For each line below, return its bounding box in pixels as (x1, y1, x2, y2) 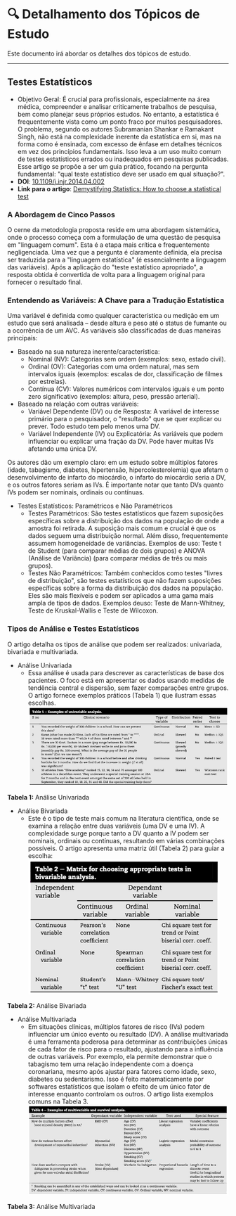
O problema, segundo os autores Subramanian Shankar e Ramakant (17, 124, 214, 133)
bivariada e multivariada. (7, 647, 79, 655)
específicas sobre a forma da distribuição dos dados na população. (27, 584, 223, 592)
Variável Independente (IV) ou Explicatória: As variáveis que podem (27, 430, 223, 438)
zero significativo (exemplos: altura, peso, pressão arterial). (27, 392, 200, 401)
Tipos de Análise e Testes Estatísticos (7, 624, 140, 634)
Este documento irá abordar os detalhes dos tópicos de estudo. (7, 49, 192, 58)
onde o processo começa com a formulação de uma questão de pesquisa (7, 233, 221, 242)
